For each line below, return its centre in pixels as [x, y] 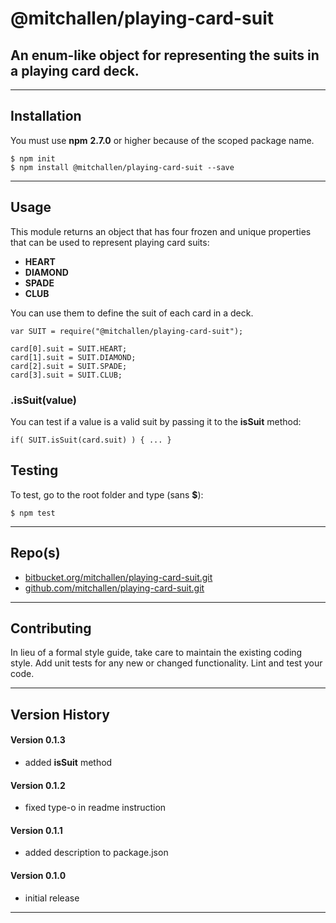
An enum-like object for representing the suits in [165, 55]
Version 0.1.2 [38, 785]
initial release [52, 898]
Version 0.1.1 [36, 830]
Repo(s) [35, 553]
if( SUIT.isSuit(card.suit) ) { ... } [91, 440]
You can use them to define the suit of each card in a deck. [132, 313]
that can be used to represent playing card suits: [110, 242]
